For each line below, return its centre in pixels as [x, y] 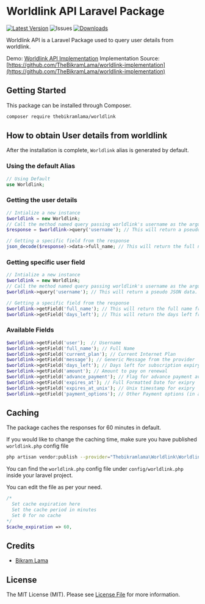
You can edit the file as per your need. [54, 487]
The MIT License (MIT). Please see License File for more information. [93, 595]
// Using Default [28, 179]
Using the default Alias [41, 166]
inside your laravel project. [40, 476]
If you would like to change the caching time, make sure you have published [102, 440]
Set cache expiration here [46, 504]
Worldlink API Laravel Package [85, 11]
